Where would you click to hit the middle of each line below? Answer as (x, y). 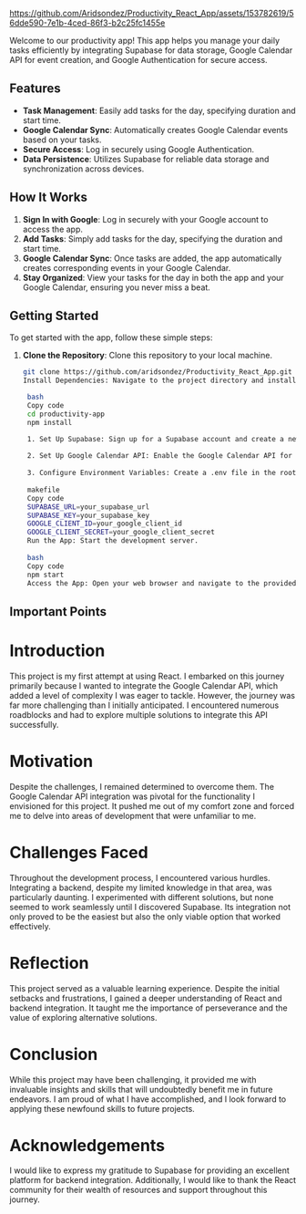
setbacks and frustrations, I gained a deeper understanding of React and (146, 998)
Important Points (58, 612)
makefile (44, 490)
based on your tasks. (62, 140)
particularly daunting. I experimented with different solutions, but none (142, 897)
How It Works (49, 197)
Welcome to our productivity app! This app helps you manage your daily (145, 41)
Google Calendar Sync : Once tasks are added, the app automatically (152, 258)
